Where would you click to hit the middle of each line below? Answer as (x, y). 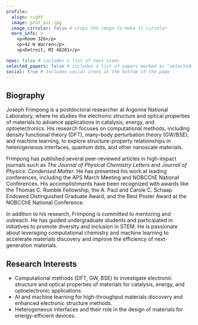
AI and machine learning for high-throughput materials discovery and (98, 297)
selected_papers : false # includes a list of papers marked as (85, 66)
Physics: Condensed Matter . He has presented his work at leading (86, 171)
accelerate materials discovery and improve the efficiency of (80, 239)
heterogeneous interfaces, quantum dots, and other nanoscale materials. (95, 147)
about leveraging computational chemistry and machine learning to (88, 233)
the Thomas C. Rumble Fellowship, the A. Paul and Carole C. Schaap (89, 190)
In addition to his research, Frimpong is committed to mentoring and (88, 214)
